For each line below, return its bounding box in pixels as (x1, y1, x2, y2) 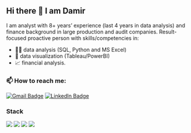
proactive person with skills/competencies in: (27, 34, 139, 42)
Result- (159, 28, 177, 35)
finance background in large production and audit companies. (6, 28, 158, 35)
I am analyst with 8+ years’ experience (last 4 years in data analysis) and (6, 21, 186, 29)
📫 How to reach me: (6, 76, 67, 85)
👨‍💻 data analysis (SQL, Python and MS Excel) (14, 46, 127, 53)
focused (6, 34, 27, 42)
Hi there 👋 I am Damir (6, 6, 85, 16)
